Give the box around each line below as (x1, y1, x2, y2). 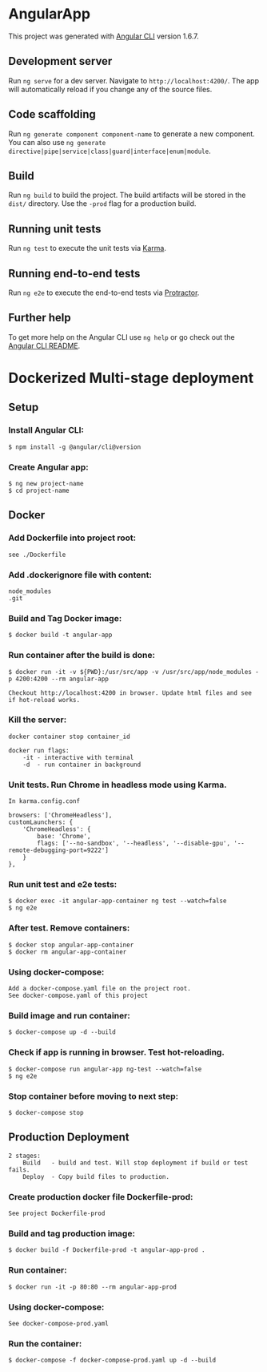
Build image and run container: (8, 1010, 130, 1021)
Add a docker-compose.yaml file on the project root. (8, 985, 192, 993)
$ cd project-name (8, 486, 70, 494)
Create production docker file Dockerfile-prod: (8, 1191, 193, 1202)
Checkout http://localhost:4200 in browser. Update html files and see (8, 688, 252, 697)
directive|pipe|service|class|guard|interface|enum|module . (8, 146, 211, 155)
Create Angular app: (8, 462, 90, 473)
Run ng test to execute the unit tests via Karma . (8, 244, 166, 253)
